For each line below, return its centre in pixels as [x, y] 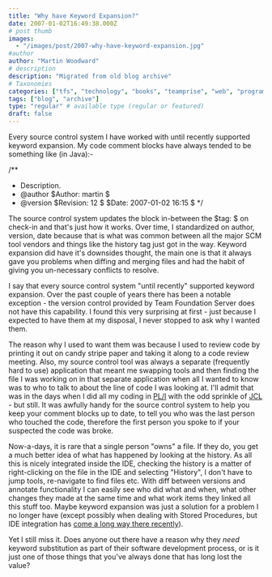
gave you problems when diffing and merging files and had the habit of [127, 261]
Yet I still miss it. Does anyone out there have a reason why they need [124, 539]
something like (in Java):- [51, 154]
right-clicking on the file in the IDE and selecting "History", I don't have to [130, 472]
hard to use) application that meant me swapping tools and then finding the [134, 370]
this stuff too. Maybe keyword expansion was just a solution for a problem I [134, 506]
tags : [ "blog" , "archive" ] [54, 99]
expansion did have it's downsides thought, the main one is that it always [130, 253]
